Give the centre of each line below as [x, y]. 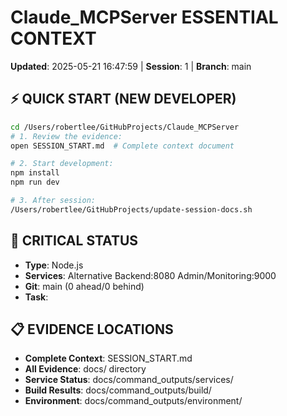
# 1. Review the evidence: [66, 136]
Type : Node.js [54, 265]
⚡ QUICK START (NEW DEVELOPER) [123, 99]
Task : [36, 297]
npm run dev [35, 182]
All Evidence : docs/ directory [85, 369]
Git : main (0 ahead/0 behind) [84, 286]
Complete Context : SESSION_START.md [108, 358]
